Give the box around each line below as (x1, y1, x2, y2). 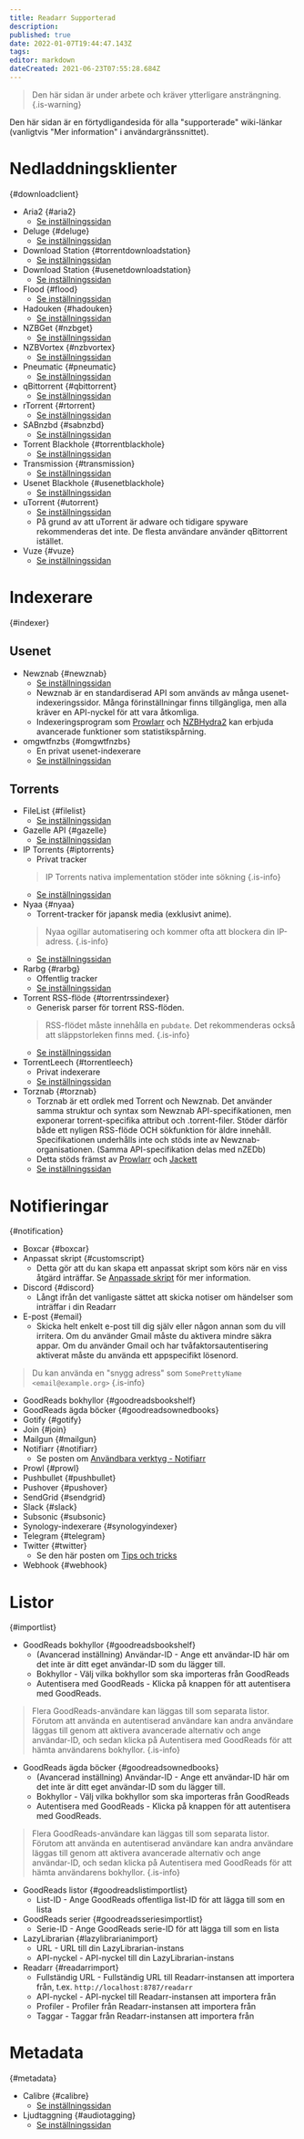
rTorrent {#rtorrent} (22, 400, 96, 410)
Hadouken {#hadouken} (22, 303, 114, 314)
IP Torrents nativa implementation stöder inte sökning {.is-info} (45, 872, 281, 883)
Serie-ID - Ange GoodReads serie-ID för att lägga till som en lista (35, 1924, 279, 1935)
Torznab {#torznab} (22, 1086, 97, 1097)
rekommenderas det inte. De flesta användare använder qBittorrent (35, 525, 289, 536)
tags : (9, 47, 30, 57)
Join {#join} (22, 1424, 67, 1435)
